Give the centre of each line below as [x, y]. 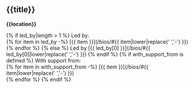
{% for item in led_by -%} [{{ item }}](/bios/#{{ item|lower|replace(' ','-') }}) [97, 41]
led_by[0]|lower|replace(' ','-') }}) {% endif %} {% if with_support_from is [95, 54]
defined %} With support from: [44, 60]
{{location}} [21, 24]
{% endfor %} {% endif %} [39, 79]
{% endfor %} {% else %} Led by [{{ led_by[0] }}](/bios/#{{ [78, 48]
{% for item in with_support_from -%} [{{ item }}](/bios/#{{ [77, 67]
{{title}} [21, 10]
